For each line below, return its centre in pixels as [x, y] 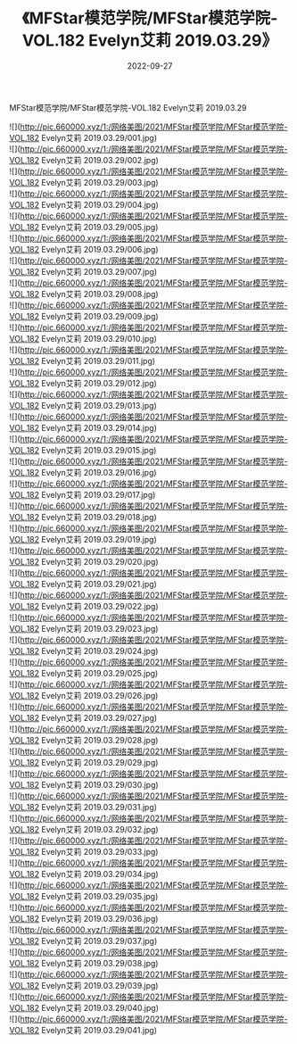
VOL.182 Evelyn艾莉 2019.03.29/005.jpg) [84, 227]
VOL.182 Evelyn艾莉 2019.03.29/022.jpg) [84, 606]
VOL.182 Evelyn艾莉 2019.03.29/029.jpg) [84, 762]
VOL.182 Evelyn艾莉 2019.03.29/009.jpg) [84, 316]
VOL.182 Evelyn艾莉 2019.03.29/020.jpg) [84, 561]
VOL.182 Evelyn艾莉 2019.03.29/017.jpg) [82, 494]
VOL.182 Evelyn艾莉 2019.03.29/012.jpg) [83, 383]
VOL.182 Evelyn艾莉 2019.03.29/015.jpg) [83, 450]
